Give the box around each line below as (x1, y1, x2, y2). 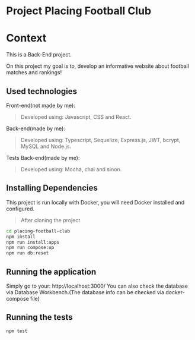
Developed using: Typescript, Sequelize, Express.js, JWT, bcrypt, (20, 136, 181, 143)
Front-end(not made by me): (6, 102, 75, 109)
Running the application (6, 266, 97, 277)
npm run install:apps (6, 239, 60, 245)
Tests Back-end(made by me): (6, 154, 80, 161)
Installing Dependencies (6, 183, 98, 193)
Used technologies (6, 86, 78, 96)
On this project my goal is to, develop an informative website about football (6, 62, 190, 70)
